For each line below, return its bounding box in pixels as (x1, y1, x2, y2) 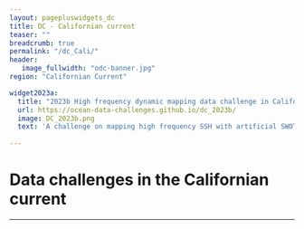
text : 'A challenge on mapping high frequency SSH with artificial (17, 122, 278, 131)
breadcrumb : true (9, 38, 75, 48)
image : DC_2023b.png (17, 114, 95, 123)
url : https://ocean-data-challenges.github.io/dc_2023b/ (17, 105, 237, 114)
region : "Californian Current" (9, 72, 128, 81)
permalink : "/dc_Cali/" (9, 47, 100, 56)
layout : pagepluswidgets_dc (9, 13, 116, 23)
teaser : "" (9, 30, 51, 39)
